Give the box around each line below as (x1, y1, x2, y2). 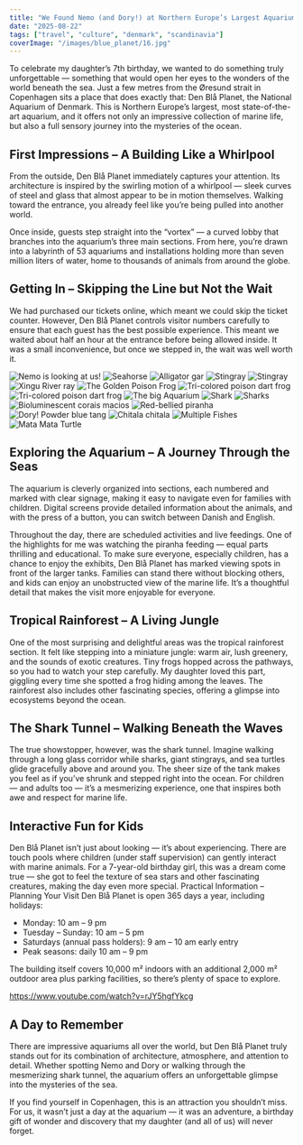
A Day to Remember (9, 1017, 124, 1032)
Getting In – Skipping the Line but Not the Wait (9, 282, 273, 297)
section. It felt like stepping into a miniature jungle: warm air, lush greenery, (9, 646, 289, 657)
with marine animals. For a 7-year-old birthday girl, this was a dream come (9, 862, 286, 873)
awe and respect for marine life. (9, 792, 128, 803)
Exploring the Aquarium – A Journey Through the (9, 445, 290, 460)
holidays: (9, 900, 43, 911)
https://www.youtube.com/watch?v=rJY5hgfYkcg (9, 991, 194, 1002)
